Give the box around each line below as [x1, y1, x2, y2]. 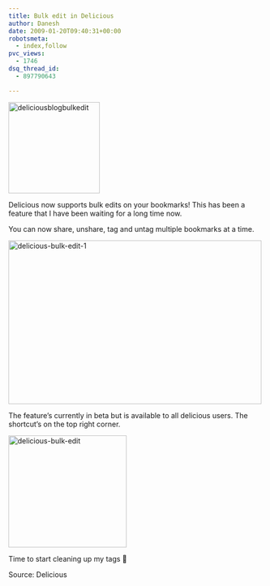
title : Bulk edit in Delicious [8, 11, 114, 20]
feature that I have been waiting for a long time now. [8, 208, 182, 218]
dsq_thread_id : [8, 65, 60, 73]
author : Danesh [8, 19, 60, 28]
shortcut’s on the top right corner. [8, 419, 121, 429]
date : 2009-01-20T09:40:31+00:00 [8, 27, 122, 35]
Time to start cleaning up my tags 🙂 [8, 554, 127, 563]
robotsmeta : [8, 34, 49, 43]
